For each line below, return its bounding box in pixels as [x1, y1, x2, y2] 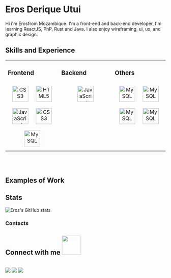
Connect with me [5, 248, 61, 257]
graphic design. [5, 31, 38, 37]
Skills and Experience [5, 46, 75, 55]
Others [115, 69, 135, 77]
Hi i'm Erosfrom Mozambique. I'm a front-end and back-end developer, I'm [5, 20, 162, 27]
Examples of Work [5, 176, 65, 185]
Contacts [5, 219, 29, 226]
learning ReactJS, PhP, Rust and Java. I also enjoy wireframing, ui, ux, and [5, 26, 161, 32]
